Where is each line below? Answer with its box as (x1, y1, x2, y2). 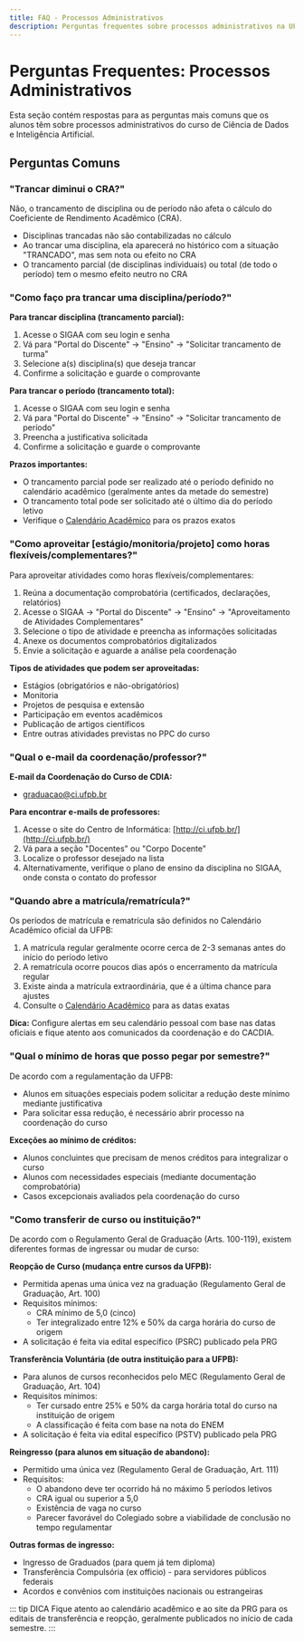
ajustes (22, 991, 50, 1002)
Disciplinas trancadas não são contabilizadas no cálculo (22, 230, 232, 241)
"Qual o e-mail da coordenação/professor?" (9, 751, 207, 763)
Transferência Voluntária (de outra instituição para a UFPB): (9, 1353, 239, 1364)
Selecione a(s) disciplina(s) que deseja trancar (22, 359, 196, 369)
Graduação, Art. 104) (22, 1380, 101, 1391)
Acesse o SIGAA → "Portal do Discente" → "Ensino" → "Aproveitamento (22, 606, 291, 617)
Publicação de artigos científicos (22, 718, 146, 729)
